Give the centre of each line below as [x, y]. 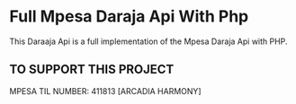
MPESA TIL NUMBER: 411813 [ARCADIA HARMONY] [105, 91]
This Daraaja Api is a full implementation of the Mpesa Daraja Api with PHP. [148, 41]
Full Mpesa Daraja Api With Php [129, 17]
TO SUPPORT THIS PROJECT [92, 69]
